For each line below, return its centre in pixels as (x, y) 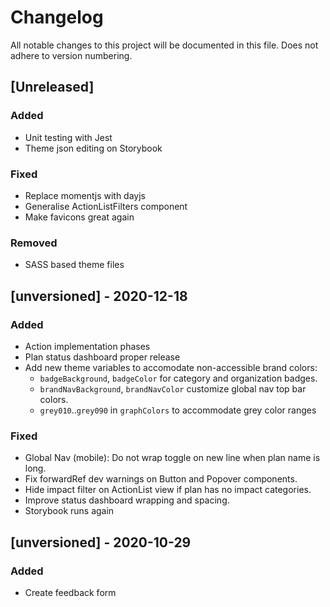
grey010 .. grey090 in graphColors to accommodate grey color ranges (178, 410)
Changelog (57, 17)
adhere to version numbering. (71, 55)
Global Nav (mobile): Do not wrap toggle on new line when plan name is (172, 458)
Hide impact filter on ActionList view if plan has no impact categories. (168, 490)
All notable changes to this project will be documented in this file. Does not (164, 45)
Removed (34, 243)
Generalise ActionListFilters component (106, 206)
